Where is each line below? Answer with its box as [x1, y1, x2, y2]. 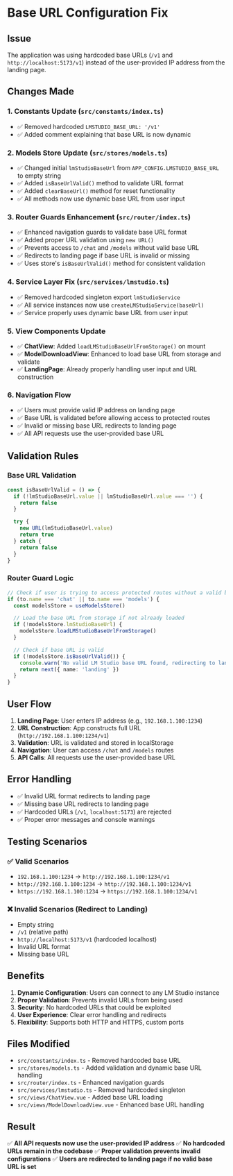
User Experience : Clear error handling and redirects [17, 1010, 166, 1018]
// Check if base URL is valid [13, 646, 104, 653]
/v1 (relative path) [17, 927, 69, 936]
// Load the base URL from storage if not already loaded [13, 614, 185, 622]
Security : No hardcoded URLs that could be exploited [17, 1003, 171, 1011]
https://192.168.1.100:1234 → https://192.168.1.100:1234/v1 [17, 887, 198, 896]
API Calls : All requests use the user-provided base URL [17, 753, 175, 762]
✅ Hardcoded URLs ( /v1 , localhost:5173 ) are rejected [17, 807, 172, 816]
